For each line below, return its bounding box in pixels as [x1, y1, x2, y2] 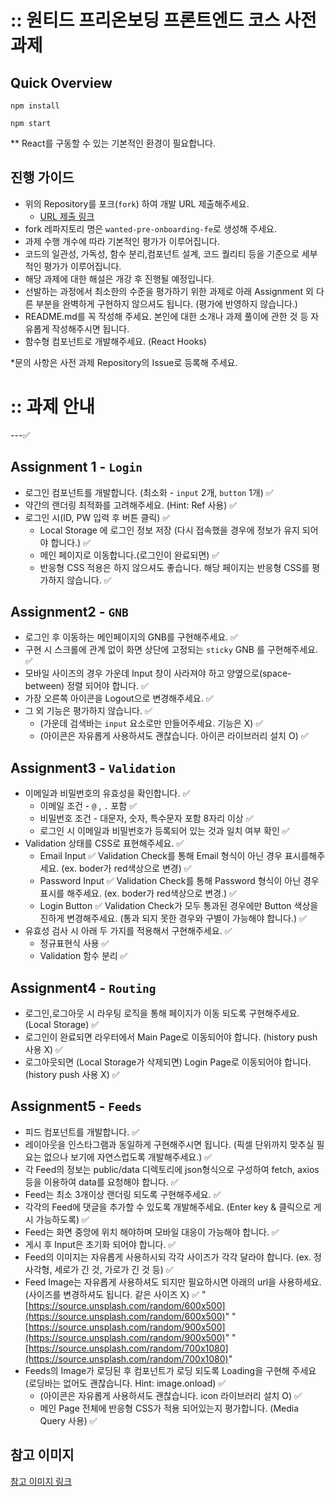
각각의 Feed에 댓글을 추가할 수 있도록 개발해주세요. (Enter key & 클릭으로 [24, 1201, 312, 1213]
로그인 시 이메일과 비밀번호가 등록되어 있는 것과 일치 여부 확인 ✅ [39, 825, 290, 837]
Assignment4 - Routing [10, 979, 157, 996]
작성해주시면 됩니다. [51, 322, 130, 335]
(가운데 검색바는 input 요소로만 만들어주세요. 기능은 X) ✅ [39, 717, 264, 730]
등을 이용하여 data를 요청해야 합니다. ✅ [24, 1176, 179, 1188]
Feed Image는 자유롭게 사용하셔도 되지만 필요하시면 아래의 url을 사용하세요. [24, 1276, 322, 1288]
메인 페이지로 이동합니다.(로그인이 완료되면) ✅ [39, 549, 220, 561]
